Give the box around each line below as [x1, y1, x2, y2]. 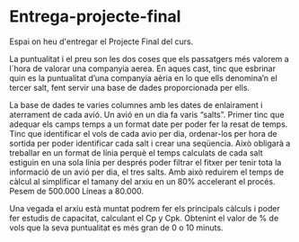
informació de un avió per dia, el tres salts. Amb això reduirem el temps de [9, 166, 285, 177]
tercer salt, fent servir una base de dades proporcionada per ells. [9, 82, 250, 93]
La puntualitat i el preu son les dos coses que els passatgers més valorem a [9, 53, 289, 64]
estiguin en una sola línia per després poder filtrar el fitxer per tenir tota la [9, 157, 282, 167]
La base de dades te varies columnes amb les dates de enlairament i [9, 99, 263, 110]
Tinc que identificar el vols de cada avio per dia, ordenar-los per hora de [9, 128, 277, 139]
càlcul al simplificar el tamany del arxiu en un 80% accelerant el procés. [9, 175, 276, 186]
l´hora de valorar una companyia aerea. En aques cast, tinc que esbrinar [9, 63, 277, 74]
